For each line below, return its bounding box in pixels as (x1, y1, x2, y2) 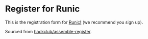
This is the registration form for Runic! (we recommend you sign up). (5, 19, 143, 25)
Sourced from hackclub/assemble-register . (5, 28, 92, 34)
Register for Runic (5, 3, 80, 14)
